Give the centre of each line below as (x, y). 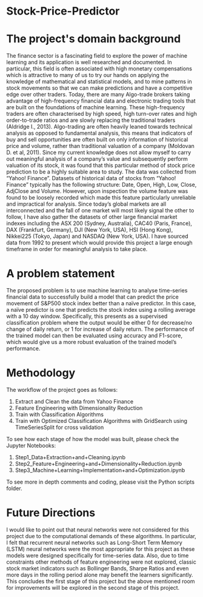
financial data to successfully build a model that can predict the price (92, 297)
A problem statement (61, 274)
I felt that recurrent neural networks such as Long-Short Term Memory (95, 542)
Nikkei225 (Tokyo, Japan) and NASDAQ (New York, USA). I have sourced (98, 236)
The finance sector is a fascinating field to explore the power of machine (97, 56)
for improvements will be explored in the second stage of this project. (93, 587)
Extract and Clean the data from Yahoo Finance (74, 401)
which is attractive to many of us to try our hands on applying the (88, 75)
